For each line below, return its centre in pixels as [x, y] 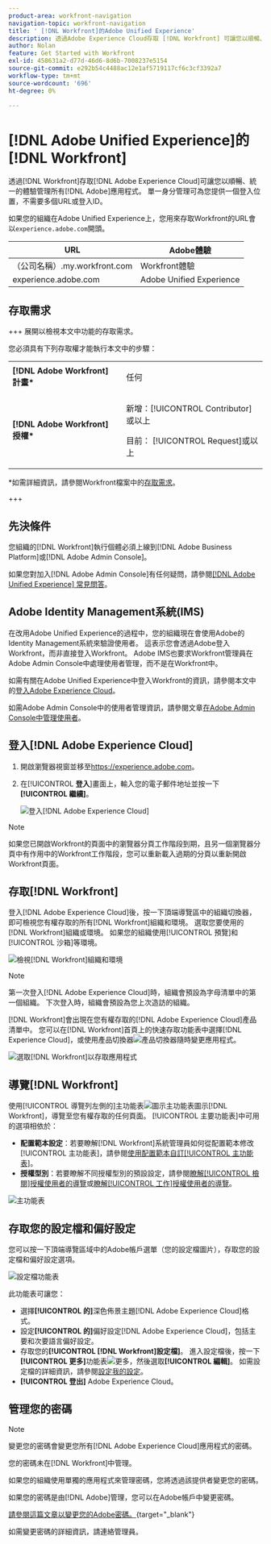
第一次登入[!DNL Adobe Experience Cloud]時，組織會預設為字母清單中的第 [132, 993]
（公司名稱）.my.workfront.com [73, 266]
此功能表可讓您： [37, 1294]
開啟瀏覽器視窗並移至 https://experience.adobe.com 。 [109, 766]
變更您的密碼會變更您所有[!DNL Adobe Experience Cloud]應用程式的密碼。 [132, 1446]
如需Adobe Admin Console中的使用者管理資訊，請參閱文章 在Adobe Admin [132, 707]
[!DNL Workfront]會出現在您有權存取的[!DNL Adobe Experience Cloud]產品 [132, 1020]
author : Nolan [32, 46]
